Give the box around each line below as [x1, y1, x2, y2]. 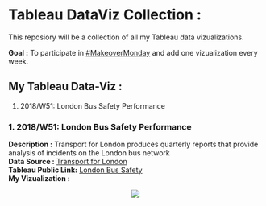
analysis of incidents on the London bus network [8, 148, 171, 158]
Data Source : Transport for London [8, 157, 127, 167]
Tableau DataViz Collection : [8, 6, 202, 24]
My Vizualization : [8, 174, 70, 183]
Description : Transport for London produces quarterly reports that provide [8, 139, 259, 150]
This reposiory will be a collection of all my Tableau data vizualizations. [8, 32, 244, 42]
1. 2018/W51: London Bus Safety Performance [8, 121, 192, 132]
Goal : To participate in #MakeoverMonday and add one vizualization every [8, 47, 258, 57]
